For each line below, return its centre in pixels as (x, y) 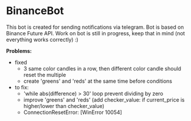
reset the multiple (45, 75)
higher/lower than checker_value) (64, 106)
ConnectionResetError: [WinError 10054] (73, 112)
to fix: (22, 87)
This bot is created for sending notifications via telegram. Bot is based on (95, 27)
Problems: (19, 51)
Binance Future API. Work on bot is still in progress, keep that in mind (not (95, 33)
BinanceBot (35, 11)
